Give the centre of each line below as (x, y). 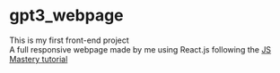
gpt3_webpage (66, 16)
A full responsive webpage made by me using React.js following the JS (140, 49)
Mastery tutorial (39, 59)
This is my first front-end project (70, 40)
